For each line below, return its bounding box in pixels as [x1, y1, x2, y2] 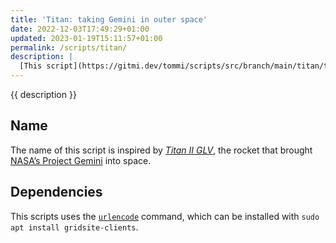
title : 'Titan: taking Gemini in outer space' [10, 14, 208, 25]
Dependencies [10, 184, 103, 201]
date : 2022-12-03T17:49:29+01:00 [10, 24, 150, 34]
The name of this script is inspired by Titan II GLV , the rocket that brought [10, 144, 313, 156]
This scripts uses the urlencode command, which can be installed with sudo [10, 210, 320, 222]
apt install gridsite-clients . [10, 221, 139, 233]
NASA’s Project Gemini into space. [10, 154, 152, 166]
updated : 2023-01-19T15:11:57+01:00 [10, 33, 163, 43]
